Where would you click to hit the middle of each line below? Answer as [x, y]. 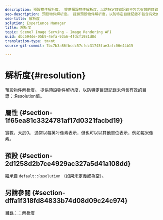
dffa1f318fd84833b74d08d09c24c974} [66, 200]
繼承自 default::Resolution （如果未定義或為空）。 [56, 176]
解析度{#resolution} [46, 75]
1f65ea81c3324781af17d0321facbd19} [64, 120]
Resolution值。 [30, 96]
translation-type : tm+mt [30, 41]
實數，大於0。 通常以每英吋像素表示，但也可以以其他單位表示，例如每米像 [79, 133]
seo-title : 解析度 [23, 18]
